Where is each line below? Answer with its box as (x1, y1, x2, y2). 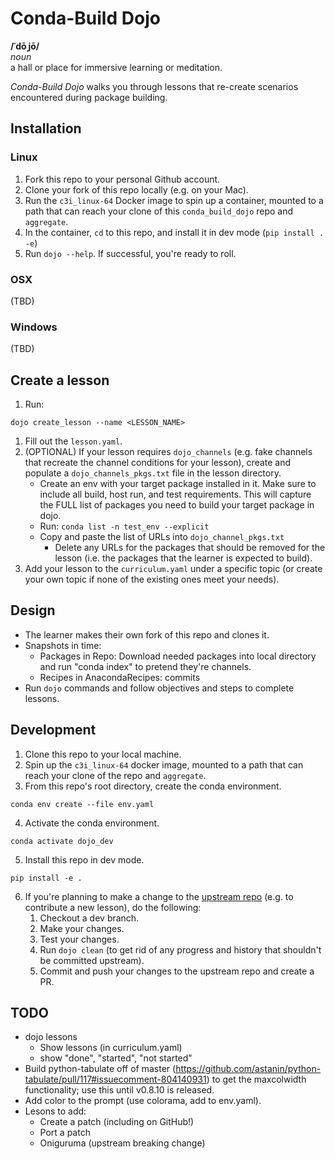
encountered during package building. (10, 91, 168, 103)
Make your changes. (39, 922, 125, 934)
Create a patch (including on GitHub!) (39, 1116, 195, 1128)
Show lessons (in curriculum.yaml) (39, 1042, 183, 1054)
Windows (10, 320, 58, 334)
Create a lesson (10, 372, 110, 389)
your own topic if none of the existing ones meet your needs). (24, 573, 280, 586)
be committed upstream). (39, 954, 145, 966)
